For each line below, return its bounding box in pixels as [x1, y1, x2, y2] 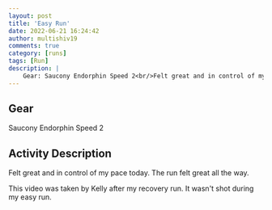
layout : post [8, 11, 53, 20]
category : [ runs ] [8, 49, 67, 57]
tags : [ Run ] [8, 57, 49, 65]
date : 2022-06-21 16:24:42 [8, 27, 100, 35]
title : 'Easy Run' [8, 19, 70, 27]
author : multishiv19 [8, 34, 79, 43]
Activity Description [8, 146, 112, 160]
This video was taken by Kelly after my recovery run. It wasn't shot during [8, 183, 254, 194]
